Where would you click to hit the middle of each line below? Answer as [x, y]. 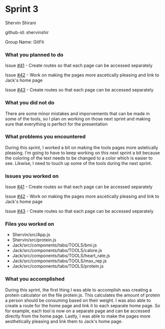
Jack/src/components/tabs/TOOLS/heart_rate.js [61, 256]
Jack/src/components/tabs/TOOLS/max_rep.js [59, 261]
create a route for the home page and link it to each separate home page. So [83, 305]
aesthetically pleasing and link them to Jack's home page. [64, 321]
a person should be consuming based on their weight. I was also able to [78, 300]
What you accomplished [35, 279]
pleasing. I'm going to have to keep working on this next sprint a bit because [82, 153]
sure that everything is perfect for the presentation [56, 124]
